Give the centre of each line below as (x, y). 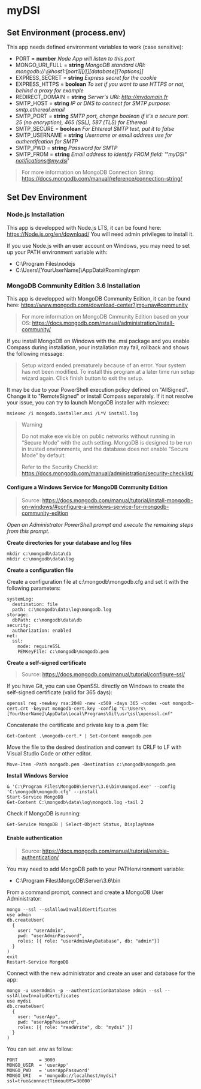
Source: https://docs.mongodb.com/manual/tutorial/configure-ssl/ (103, 674)
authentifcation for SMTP (47, 141)
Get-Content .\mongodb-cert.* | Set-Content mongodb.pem (79, 736)
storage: (18, 615)
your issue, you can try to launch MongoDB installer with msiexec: (88, 402)
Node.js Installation (36, 215)
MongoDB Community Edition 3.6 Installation (74, 286)
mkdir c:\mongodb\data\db (39, 554)
